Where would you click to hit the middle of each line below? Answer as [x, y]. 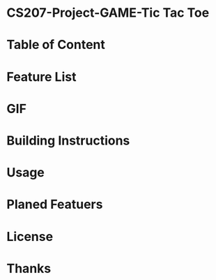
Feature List [41, 76]
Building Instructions [68, 140]
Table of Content [56, 45]
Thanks [29, 268]
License [30, 236]
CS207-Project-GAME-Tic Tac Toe [108, 13]
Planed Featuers [55, 205]
